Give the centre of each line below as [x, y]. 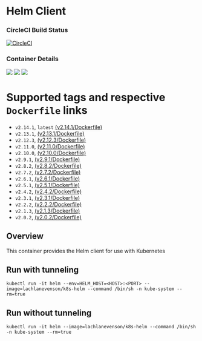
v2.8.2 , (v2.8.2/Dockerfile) [48, 165]
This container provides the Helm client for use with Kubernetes [86, 251]
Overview [25, 237]
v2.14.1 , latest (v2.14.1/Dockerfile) [59, 127]
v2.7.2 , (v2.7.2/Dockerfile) [48, 172]
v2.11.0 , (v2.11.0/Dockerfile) [50, 146]
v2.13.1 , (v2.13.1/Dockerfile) [50, 133]
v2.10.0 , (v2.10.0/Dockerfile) [50, 153]
